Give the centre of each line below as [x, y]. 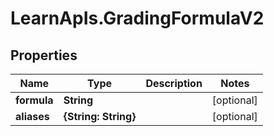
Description [174, 83]
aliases [32, 116]
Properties [44, 55]
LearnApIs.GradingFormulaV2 [137, 18]
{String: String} [100, 116]
